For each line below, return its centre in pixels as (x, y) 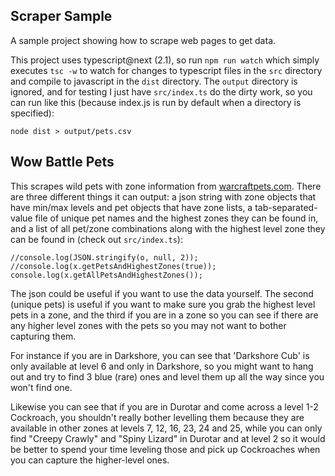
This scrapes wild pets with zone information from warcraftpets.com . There (166, 186)
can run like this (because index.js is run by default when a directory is (156, 102)
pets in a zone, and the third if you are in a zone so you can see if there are (164, 315)
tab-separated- (286, 207)
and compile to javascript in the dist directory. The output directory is (154, 81)
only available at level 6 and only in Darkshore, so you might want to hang (162, 366)
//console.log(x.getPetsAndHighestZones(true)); (113, 266)
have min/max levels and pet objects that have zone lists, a (131, 207)
